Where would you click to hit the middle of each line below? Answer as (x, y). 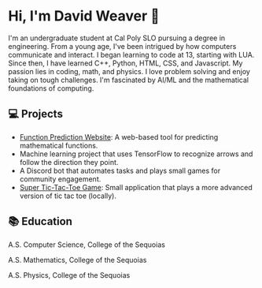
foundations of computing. (51, 88)
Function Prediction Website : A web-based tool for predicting (119, 137)
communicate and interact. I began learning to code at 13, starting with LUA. (131, 54)
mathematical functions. (59, 145)
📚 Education (41, 221)
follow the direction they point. (69, 162)
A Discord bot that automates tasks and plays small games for (120, 170)
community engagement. (60, 179)
